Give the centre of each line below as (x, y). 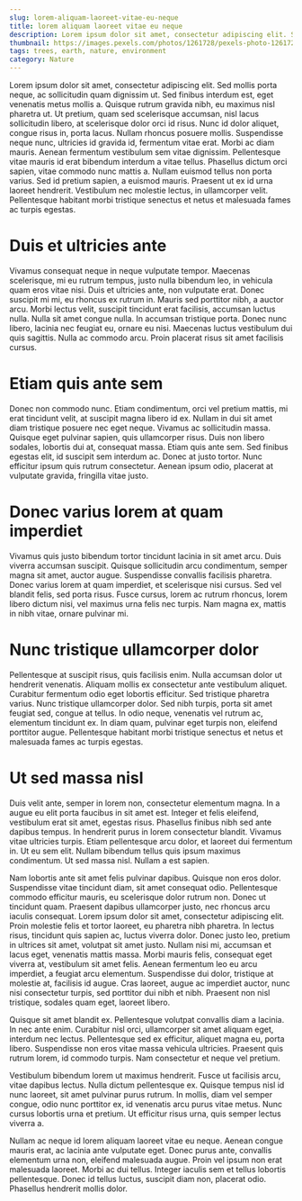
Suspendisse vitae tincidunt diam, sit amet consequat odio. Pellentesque (144, 887)
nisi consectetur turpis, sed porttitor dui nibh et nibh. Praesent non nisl (140, 992)
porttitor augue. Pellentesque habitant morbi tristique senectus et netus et (146, 732)
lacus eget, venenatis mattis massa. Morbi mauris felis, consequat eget (141, 954)
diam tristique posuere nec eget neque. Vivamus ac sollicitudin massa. (140, 428)
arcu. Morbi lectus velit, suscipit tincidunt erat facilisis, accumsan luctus (142, 309)
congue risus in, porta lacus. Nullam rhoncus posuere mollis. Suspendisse (147, 133)
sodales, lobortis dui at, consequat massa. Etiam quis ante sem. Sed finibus (149, 447)
